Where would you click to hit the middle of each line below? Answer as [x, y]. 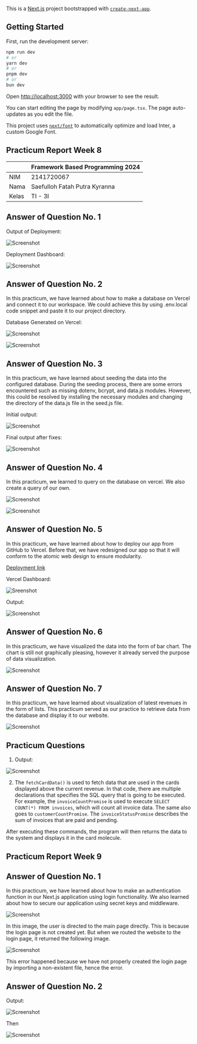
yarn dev [17, 63]
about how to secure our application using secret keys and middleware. [93, 903]
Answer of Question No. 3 [54, 363]
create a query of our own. [39, 488]
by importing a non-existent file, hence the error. [65, 968]
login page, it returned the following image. [58, 939]
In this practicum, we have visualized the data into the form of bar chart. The [99, 646]
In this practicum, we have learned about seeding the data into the [86, 378]
